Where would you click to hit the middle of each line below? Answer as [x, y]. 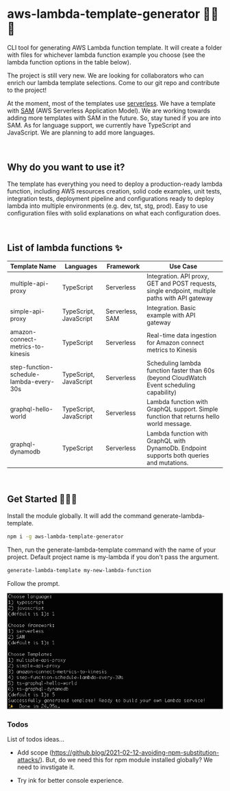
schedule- [25, 374]
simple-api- [28, 311]
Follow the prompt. [34, 583]
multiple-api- [29, 283]
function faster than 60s [181, 370]
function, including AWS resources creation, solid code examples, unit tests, [115, 191]
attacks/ [28, 759]
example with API [171, 315]
